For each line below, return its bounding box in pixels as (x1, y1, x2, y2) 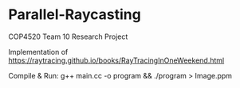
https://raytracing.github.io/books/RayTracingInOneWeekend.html (8, 55, 225, 65)
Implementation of (8, 47, 69, 56)
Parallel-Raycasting (8, 6, 141, 24)
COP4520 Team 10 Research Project (8, 32, 128, 41)
